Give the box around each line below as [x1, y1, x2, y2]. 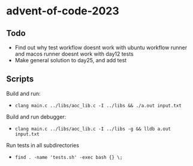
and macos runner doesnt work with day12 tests [14, 50, 134, 58]
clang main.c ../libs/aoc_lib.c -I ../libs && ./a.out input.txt [14, 102, 182, 108]
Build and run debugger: [6, 113, 67, 120]
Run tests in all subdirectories [6, 141, 80, 149]
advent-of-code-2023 [6, 4, 120, 18]
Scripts [6, 74, 34, 84]
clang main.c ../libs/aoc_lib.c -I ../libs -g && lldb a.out [14, 126, 171, 132]
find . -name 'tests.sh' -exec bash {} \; [14, 154, 123, 160]
